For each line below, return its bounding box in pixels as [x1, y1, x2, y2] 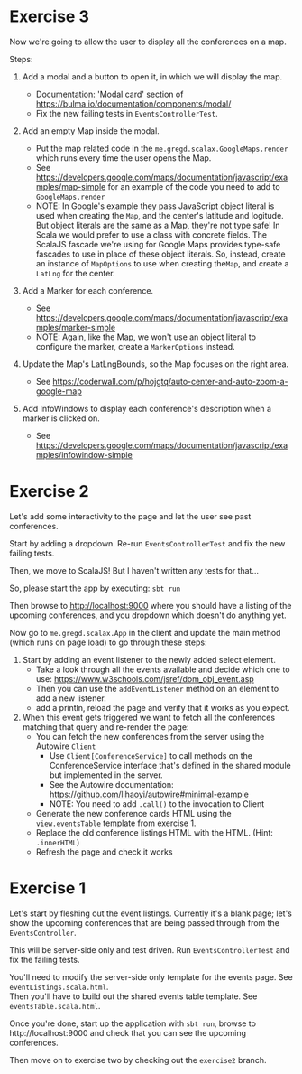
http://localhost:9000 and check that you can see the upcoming [9, 1027, 246, 1038]
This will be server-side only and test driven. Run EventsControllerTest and [9, 944, 290, 955]
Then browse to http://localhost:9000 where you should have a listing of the [9, 600, 292, 611]
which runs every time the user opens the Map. [35, 152, 212, 163]
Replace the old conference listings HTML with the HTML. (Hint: [35, 827, 273, 837]
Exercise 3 [9, 6, 90, 27]
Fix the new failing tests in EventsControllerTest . [35, 107, 218, 118]
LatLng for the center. [35, 267, 115, 278]
